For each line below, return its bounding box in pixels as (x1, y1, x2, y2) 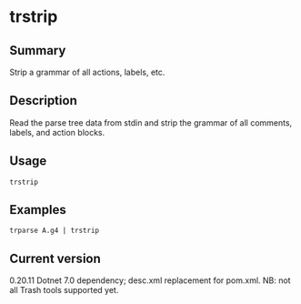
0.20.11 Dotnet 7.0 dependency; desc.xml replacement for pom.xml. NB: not (9, 275, 291, 286)
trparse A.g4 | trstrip (9, 226, 100, 236)
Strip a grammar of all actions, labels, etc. (9, 66, 166, 77)
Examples (9, 202, 66, 218)
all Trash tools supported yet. (9, 285, 119, 296)
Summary (9, 43, 66, 58)
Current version (9, 250, 102, 266)
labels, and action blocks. (9, 127, 105, 137)
